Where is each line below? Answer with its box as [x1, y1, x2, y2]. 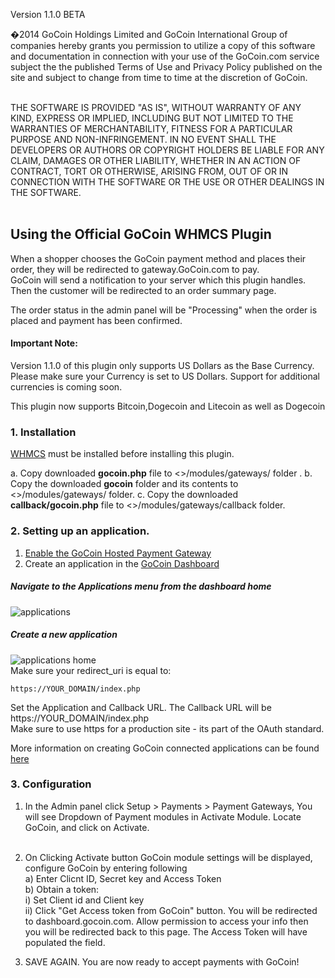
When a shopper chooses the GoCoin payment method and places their [10, 252, 307, 264]
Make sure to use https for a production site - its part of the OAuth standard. [10, 722, 325, 734]
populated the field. [24, 936, 106, 948]
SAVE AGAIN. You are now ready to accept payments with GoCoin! [24, 955, 300, 968]
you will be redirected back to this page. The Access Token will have [24, 925, 308, 938]
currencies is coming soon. [10, 381, 123, 393]
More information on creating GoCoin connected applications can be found [10, 742, 320, 754]
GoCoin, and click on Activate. [24, 821, 150, 833]
